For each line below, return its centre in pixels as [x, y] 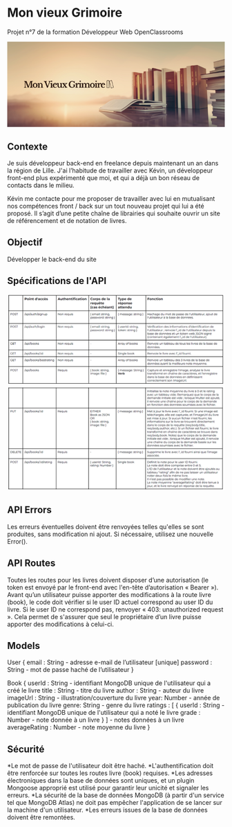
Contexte [28, 146]
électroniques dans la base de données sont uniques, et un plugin [101, 781]
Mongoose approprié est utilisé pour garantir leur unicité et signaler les [108, 788]
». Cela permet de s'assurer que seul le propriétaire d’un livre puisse [104, 616]
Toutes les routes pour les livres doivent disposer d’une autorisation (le [108, 580]
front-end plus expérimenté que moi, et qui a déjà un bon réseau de [104, 178]
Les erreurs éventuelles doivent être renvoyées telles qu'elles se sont [106, 526]
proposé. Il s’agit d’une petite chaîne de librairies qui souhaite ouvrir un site [114, 213]
